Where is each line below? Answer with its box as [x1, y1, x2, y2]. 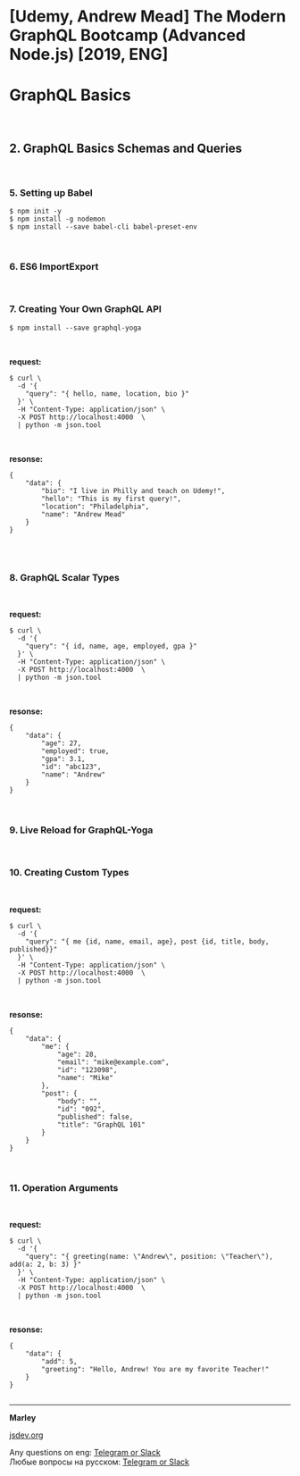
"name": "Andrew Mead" [41, 509, 126, 519]
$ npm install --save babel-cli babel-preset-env [9, 222, 198, 231]
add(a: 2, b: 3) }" [9, 1260, 82, 1270]
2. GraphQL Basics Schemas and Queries [9, 140, 243, 155]
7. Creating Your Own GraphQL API [9, 303, 162, 315]
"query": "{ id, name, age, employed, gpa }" [25, 642, 198, 651]
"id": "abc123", [41, 762, 102, 772]
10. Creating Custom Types [9, 867, 129, 879]
